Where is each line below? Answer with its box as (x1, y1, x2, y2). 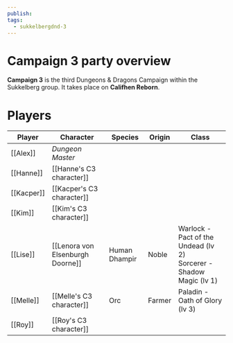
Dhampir (108, 254, 137, 264)
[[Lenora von (51, 241, 94, 251)
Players (7, 107, 52, 123)
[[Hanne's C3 (51, 164, 96, 174)
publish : (7, 10, 33, 17)
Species (111, 132, 139, 142)
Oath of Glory (178, 296, 223, 306)
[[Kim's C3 (51, 204, 88, 213)
